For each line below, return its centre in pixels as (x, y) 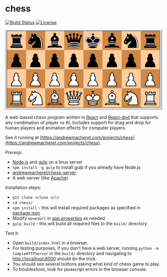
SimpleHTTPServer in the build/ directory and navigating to (72, 254)
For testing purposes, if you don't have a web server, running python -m (85, 248)
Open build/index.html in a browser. (50, 243)
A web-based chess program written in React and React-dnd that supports (82, 117)
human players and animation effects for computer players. (66, 128)
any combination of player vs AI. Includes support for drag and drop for (78, 123)
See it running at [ (23, 138)
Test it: (12, 233)
